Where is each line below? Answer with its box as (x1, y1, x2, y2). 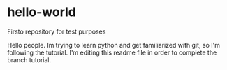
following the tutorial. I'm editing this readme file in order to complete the (7, 48, 217, 57)
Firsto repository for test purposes (7, 27, 106, 36)
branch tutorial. (7, 55, 51, 64)
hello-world (7, 4, 77, 20)
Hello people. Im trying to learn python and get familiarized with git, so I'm (7, 41, 220, 49)
